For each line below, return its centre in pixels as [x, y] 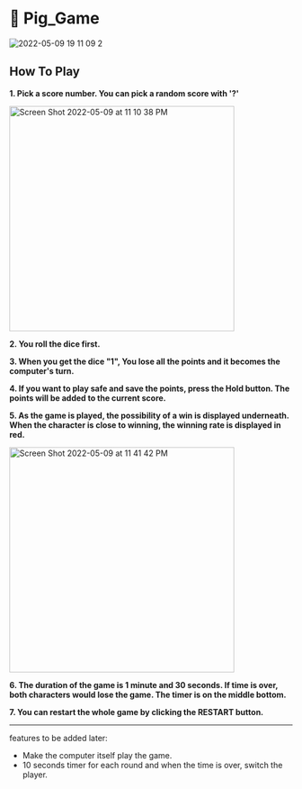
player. [35, 775]
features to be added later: [58, 738]
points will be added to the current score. [88, 398]
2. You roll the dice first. [55, 344]
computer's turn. [42, 371]
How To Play [45, 72]
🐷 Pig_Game [55, 18]
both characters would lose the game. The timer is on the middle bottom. [148, 694]
